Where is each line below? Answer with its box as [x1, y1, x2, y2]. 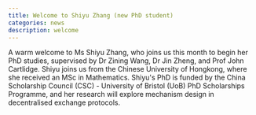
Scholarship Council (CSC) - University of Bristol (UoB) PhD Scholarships [8, 81, 245, 91]
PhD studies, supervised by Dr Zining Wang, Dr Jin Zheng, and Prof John [8, 56, 245, 65]
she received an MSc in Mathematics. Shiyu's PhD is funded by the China [8, 72, 246, 83]
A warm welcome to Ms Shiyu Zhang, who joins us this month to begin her [8, 48, 249, 57]
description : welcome [8, 26, 79, 34]
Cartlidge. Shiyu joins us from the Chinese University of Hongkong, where [8, 65, 247, 74]
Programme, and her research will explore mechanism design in [8, 90, 214, 99]
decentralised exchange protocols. [8, 98, 121, 107]
